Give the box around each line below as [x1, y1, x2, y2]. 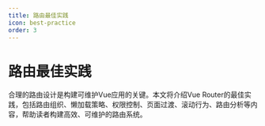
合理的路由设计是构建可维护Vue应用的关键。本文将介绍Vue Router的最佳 [8, 90, 245, 99]
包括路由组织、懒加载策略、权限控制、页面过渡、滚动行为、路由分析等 [21, 100, 251, 109]
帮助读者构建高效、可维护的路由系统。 [21, 109, 147, 119]
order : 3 [8, 26, 37, 34]
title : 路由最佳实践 [8, 11, 69, 20]
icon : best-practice [8, 19, 77, 27]
